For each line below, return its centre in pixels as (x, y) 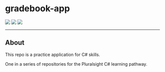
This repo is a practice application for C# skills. (53, 54)
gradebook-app (38, 9)
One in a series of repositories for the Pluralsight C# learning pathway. (76, 64)
